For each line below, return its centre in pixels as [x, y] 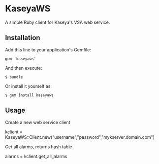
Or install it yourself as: [28, 86]
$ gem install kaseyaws [30, 95]
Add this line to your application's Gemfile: [48, 49]
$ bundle [14, 77]
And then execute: [24, 68]
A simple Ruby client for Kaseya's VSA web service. [58, 22]
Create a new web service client [38, 122]
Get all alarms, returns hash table [39, 147]
